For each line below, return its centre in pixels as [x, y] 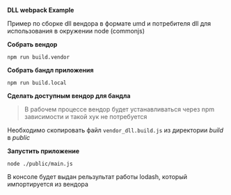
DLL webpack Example [41, 10]
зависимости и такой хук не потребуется [86, 117]
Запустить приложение [43, 151]
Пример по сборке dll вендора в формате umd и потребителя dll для [109, 23]
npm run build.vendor [39, 57]
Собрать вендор [32, 44]
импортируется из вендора [48, 184]
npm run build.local [37, 83]
